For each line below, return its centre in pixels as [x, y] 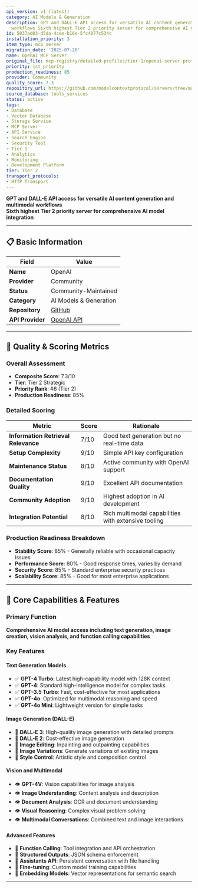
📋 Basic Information [44, 242]
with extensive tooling [133, 520]
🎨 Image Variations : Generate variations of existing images [86, 751]
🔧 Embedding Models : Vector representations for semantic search [95, 873]
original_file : [25, 61]
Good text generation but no [142, 435]
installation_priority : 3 [38, 39]
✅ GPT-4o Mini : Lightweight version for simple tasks [79, 705]
